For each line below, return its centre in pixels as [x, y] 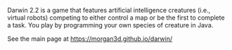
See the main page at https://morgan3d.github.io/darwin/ [90, 39]
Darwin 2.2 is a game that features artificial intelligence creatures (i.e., [109, 10]
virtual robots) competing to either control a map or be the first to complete [116, 18]
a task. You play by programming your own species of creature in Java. [110, 25]
